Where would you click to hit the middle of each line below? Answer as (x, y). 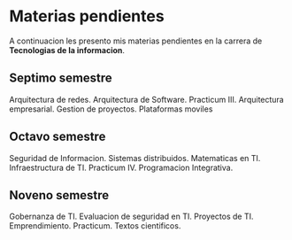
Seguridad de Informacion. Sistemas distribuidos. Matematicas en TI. (135, 158)
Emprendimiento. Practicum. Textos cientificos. (95, 226)
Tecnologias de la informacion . (67, 50)
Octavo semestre (58, 137)
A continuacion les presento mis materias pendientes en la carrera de (136, 41)
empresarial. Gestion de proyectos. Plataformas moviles (111, 109)
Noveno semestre (59, 195)
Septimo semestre (61, 78)
